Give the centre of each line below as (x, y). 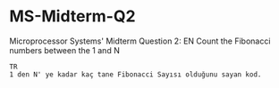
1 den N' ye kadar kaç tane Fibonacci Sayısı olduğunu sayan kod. (135, 74)
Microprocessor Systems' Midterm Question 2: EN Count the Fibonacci (140, 41)
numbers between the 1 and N (65, 50)
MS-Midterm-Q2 (72, 16)
